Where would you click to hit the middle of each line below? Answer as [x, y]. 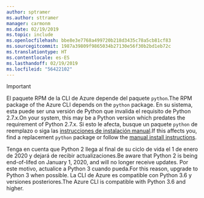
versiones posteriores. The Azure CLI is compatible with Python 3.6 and [96, 182]
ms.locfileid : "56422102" [39, 69]
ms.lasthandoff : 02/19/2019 [42, 63]
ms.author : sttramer [33, 18]
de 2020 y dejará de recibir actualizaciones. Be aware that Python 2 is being [102, 156]
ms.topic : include [30, 35]
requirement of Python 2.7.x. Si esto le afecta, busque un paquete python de [102, 124]
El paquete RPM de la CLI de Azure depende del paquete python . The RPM [99, 98]
